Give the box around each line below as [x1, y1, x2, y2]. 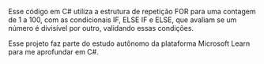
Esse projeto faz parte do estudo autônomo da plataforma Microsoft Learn [8, 39, 251, 48]
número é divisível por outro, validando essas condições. [8, 24, 194, 32]
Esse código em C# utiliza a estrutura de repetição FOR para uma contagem [8, 7, 256, 16]
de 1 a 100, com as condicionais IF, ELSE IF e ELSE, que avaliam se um [8, 15, 237, 24]
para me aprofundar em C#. [8, 47, 99, 56]
